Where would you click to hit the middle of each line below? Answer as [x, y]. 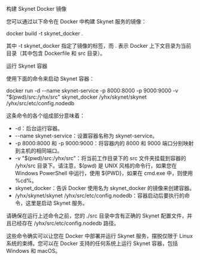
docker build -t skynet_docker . [45, 33]
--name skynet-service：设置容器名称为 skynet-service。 [86, 136]
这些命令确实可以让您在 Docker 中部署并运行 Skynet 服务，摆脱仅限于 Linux [100, 236]
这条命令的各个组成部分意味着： [46, 116]
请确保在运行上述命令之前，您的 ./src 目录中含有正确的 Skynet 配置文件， [97, 216]
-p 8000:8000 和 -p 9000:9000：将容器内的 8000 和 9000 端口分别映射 [104, 143]
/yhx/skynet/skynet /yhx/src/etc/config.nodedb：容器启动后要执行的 [100, 195]
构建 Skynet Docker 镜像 [37, 9]
